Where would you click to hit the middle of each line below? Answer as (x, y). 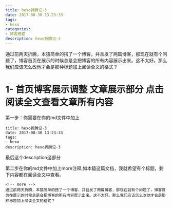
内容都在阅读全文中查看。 (37, 175)
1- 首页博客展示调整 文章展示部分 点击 (85, 90)
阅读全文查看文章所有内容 (60, 102)
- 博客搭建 (15, 34)
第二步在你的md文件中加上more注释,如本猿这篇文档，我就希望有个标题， (82, 168)
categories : (18, 29)
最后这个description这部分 (33, 157)
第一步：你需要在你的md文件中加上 (42, 117)
